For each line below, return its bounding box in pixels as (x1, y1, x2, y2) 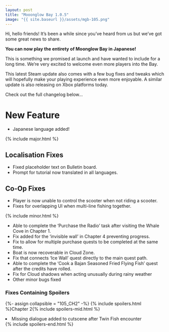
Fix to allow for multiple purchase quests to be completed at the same (12, 239, 158, 245)
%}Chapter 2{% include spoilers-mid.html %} (5, 306, 100, 312)
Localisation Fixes (5, 151, 64, 159)
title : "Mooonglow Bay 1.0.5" (5, 12, 69, 17)
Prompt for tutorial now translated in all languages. (12, 169, 118, 175)
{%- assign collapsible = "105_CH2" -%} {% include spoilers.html (5, 301, 142, 307)
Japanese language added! (12, 126, 70, 132)
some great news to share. (5, 36, 61, 42)
